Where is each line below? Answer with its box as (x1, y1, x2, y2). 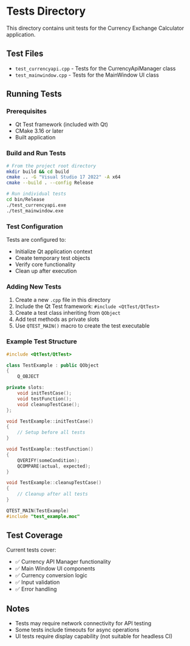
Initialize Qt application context (15, 248, 93, 255)
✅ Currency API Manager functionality (15, 558, 111, 566)
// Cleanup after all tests (17, 491, 88, 497)
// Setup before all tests (17, 429, 86, 436)
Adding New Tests (6, 282, 62, 290)
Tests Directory (6, 4, 86, 18)
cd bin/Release (6, 197, 45, 203)
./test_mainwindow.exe (6, 208, 64, 214)
